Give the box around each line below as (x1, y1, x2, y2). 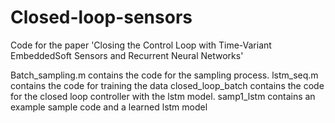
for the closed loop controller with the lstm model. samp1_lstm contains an (10, 90, 316, 102)
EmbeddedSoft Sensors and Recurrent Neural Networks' (10, 49, 244, 61)
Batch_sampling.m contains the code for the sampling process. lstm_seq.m (10, 69, 319, 81)
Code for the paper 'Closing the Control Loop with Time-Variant (10, 39, 272, 51)
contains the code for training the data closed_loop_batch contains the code (10, 79, 325, 91)
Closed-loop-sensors (10, 6, 193, 29)
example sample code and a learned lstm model (10, 101, 208, 113)
